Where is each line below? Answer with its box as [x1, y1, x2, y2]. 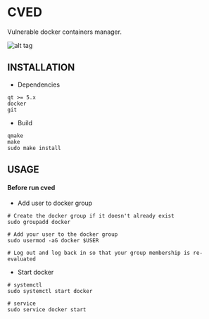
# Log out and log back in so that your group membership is [7, 249, 191, 257]
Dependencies [17, 80, 61, 89]
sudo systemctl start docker [7, 288, 93, 295]
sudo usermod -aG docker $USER [7, 237, 99, 244]
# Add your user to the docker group [7, 231, 118, 238]
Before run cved [7, 183, 56, 192]
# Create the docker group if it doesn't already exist [7, 213, 175, 220]
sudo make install [7, 144, 61, 151]
